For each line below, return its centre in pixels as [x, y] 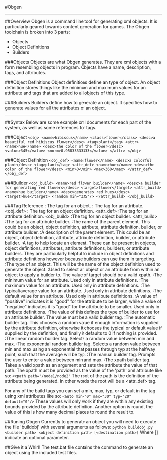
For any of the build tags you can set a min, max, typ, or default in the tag [80, 391]
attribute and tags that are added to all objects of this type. [65, 93]
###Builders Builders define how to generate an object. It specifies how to [81, 103]
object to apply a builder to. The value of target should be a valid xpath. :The [83, 275]
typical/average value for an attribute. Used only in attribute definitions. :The [83, 291]
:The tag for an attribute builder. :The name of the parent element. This [78, 222]
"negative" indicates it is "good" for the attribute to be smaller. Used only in [82, 306]
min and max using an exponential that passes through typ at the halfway [80, 349]
